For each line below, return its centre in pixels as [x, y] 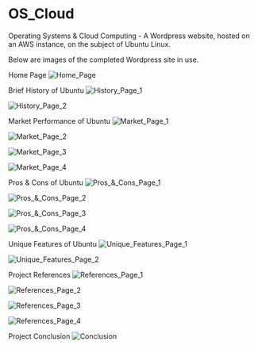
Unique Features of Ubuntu [53, 244]
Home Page [27, 75]
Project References [40, 274]
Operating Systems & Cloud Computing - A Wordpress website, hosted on [129, 36]
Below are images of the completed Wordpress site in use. [104, 59]
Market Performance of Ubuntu [60, 121]
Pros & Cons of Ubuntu [46, 182]
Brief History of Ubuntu [46, 90]
